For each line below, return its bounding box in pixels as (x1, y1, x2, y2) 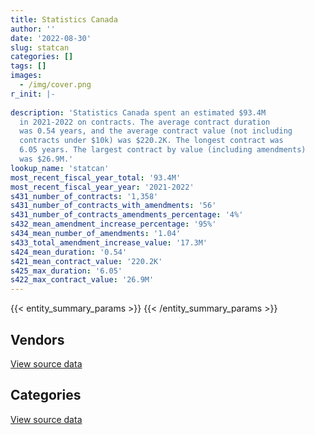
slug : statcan (10, 42, 70, 53)
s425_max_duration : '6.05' (10, 266, 123, 276)
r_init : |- (10, 89, 56, 99)
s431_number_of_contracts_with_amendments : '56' (10, 201, 217, 211)
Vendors (10, 331, 65, 348)
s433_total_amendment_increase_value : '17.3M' (10, 237, 208, 248)
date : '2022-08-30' (10, 33, 92, 43)
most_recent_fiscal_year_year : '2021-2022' (10, 182, 195, 192)
